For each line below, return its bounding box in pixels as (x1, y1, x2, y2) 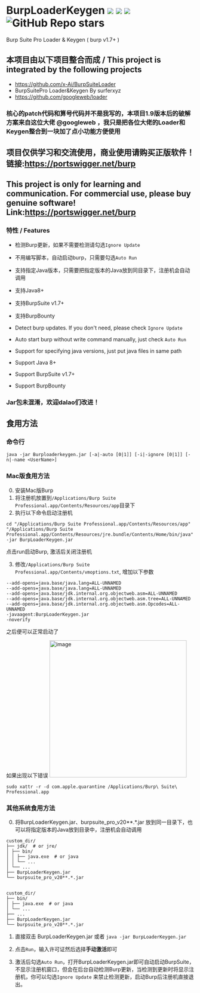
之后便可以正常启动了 (6, 628, 59, 635)
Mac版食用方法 (6, 472, 50, 480)
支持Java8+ (14, 286, 45, 294)
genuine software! (6, 198, 76, 208)
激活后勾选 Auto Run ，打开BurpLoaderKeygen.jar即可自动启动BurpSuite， (14, 958, 195, 965)
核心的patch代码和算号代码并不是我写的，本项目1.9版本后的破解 (6, 109, 191, 117)
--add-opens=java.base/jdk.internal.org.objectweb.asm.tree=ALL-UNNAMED (6, 595, 191, 601)
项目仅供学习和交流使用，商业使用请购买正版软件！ (6, 148, 195, 158)
